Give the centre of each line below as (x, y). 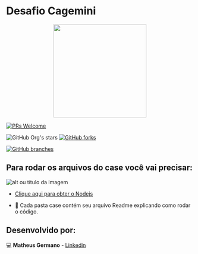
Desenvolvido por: (41, 230)
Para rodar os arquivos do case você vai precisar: (100, 168)
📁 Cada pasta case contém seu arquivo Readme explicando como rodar (103, 205)
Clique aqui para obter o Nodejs (54, 193)
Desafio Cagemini (51, 11)
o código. (26, 211)
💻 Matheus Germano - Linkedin (46, 245)
